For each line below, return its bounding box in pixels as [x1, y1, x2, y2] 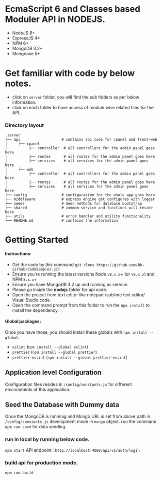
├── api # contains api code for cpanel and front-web [5, 137, 158, 142]
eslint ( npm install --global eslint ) [12, 344, 89, 349]
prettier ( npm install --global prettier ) [12, 349, 97, 355]
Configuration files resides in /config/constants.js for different [5, 381, 132, 387]
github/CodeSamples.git [12, 267, 61, 271]
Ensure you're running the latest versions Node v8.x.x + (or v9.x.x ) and [12, 271, 155, 277]
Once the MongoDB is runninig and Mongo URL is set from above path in [5, 413, 150, 420]
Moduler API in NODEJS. [5, 14, 106, 25]
